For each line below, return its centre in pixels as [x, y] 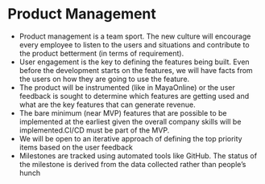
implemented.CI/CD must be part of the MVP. [94, 130]
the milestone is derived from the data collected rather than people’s [132, 164]
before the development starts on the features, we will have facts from [136, 70]
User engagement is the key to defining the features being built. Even [135, 62]
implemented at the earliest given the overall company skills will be [130, 121]
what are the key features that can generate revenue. [107, 104]
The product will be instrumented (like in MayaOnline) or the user [127, 87]
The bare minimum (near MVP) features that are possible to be [123, 112]
